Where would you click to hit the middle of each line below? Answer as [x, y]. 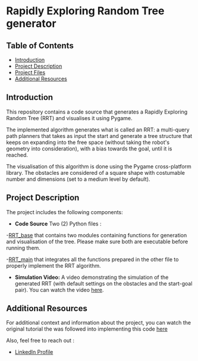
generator [31, 23]
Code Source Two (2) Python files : [58, 224]
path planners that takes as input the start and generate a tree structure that [99, 136]
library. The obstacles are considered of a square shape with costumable [96, 172]
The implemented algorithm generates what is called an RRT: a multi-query [98, 130]
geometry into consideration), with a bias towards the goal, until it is [89, 148]
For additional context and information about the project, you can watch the [99, 323]
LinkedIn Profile [34, 352]
